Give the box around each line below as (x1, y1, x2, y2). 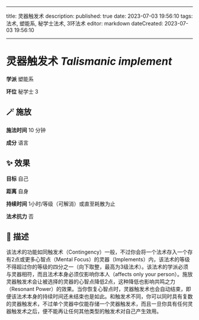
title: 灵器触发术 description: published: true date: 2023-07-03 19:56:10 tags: (6, 12, 193, 20)
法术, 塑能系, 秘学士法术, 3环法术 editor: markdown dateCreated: (6, 20, 163, 27)
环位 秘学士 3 (6, 88, 38, 95)
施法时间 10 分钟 (6, 126, 46, 133)
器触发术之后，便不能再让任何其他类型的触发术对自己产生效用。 (6, 308, 162, 315)
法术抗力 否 (6, 213, 34, 220)
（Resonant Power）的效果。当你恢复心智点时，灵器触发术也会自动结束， (6, 286, 187, 293)
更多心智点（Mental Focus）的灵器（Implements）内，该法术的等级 (24, 256, 190, 263)
